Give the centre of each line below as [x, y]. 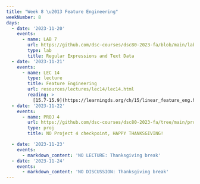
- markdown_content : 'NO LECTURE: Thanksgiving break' [91, 155]
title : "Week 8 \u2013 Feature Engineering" [62, 12]
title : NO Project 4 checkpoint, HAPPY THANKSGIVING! [96, 134]
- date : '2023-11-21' [38, 61]
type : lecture [45, 78]
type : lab [40, 51]
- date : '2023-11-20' [38, 28]
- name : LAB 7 [40, 39]
